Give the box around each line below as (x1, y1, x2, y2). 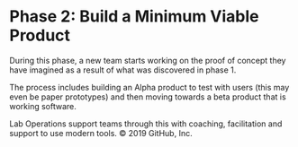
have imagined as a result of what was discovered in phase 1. (9, 65, 237, 75)
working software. (9, 100, 77, 111)
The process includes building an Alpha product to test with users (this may (9, 82, 290, 92)
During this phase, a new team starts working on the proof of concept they (9, 55, 286, 65)
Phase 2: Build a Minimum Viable (9, 6, 259, 27)
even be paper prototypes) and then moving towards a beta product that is (9, 91, 286, 102)
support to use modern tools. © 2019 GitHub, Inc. (9, 127, 193, 138)
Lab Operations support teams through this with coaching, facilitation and (9, 118, 283, 129)
